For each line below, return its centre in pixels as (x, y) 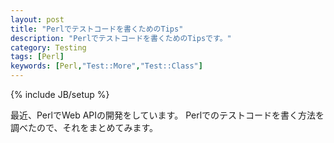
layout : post (37, 19)
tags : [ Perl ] (37, 57)
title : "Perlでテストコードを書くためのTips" (97, 29)
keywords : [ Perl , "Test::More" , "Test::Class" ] (106, 66)
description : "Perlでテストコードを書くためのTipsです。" (121, 38)
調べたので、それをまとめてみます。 (84, 127)
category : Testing (48, 47)
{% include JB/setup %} (60, 94)
